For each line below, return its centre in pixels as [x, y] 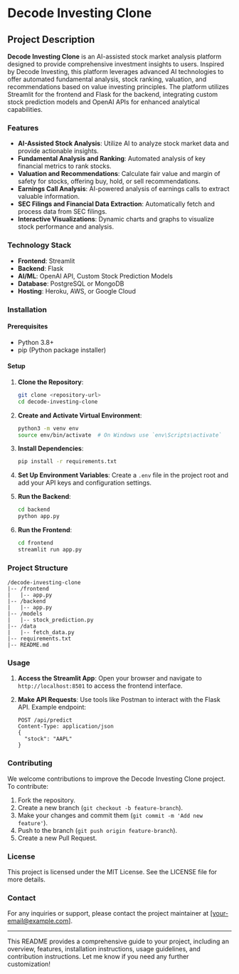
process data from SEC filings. [62, 212]
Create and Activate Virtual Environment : [80, 415]
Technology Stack [39, 245]
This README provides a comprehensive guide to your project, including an [118, 941]
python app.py [38, 517]
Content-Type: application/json [65, 727]
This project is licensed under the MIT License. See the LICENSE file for [112, 871]
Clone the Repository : [51, 382]
